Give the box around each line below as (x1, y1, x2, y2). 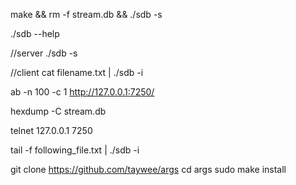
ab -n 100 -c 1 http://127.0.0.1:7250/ (10, 86, 155, 98)
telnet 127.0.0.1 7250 (10, 125, 93, 136)
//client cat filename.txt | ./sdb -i (10, 67, 144, 78)
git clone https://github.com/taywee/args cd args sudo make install (10, 164, 287, 175)
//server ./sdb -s (10, 47, 78, 59)
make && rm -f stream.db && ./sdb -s (10, 9, 163, 20)
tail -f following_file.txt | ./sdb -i (10, 144, 140, 156)
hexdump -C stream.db (10, 105, 107, 117)
